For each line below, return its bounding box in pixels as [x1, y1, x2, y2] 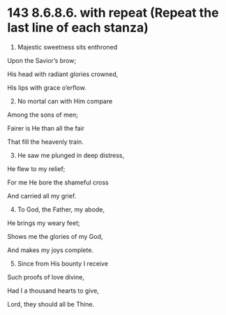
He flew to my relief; [7, 164, 66, 173]
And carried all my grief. [7, 191, 77, 200]
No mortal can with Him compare [17, 96, 113, 105]
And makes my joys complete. [7, 246, 94, 254]
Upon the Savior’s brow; [7, 56, 77, 64]
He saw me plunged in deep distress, [17, 151, 125, 159]
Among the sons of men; [7, 110, 78, 119]
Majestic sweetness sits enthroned [17, 43, 118, 51]
